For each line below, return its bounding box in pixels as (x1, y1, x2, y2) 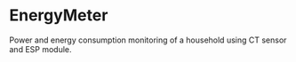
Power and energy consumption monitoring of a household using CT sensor (9, 35, 287, 45)
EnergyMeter (9, 5, 108, 26)
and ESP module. (9, 43, 73, 54)
